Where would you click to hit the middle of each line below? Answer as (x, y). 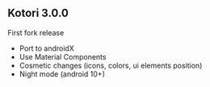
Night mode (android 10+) (62, 74)
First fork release (36, 32)
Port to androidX (46, 48)
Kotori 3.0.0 (38, 13)
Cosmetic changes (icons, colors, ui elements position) (111, 65)
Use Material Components (63, 56)
